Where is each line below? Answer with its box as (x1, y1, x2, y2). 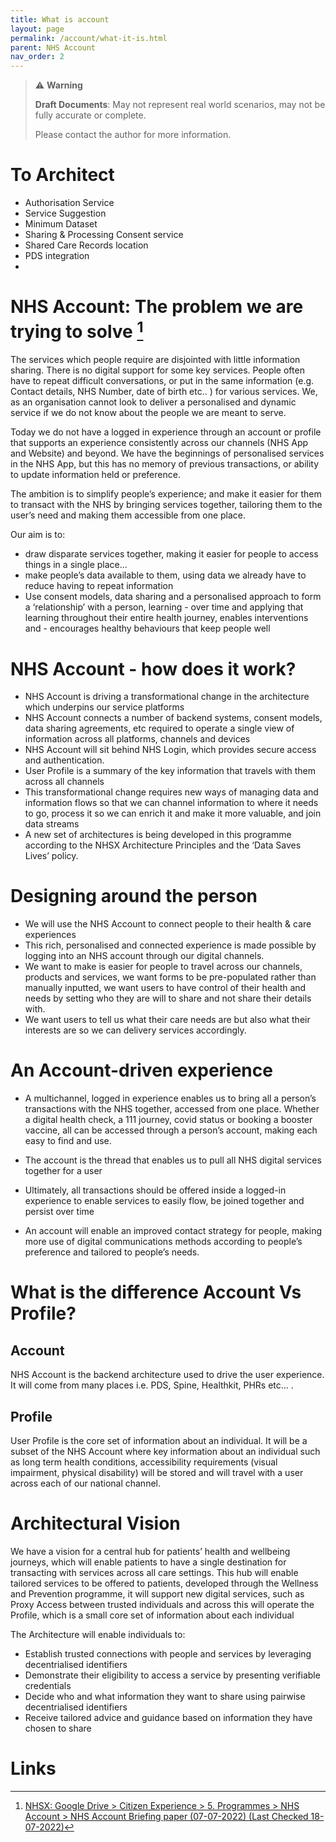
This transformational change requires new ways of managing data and (24, 786, 319, 798)
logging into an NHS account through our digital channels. (24, 950, 265, 962)
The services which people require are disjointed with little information (10, 354, 301, 366)
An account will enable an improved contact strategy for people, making (24, 1225, 323, 1237)
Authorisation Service (24, 197, 115, 209)
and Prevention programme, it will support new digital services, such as (10, 1587, 305, 1600)
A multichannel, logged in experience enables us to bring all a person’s (24, 1092, 317, 1105)
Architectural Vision (10, 1512, 181, 1535)
